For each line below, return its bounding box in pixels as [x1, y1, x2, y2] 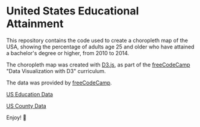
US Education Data [6, 90, 53, 98]
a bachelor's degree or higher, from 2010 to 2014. [6, 49, 130, 56]
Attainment [6, 17, 64, 31]
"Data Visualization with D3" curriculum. [6, 67, 107, 74]
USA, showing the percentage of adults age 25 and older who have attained [6, 43, 195, 50]
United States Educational [6, 4, 139, 18]
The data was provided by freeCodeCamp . [6, 79, 113, 86]
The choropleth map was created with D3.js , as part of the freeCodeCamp [6, 61, 190, 68]
